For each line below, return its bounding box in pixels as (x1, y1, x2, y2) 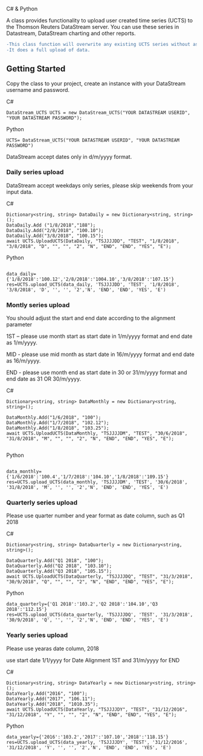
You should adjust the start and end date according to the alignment (6, 314, 176, 322)
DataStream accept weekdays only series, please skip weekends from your (6, 181, 193, 189)
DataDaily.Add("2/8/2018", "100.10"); (6, 227, 104, 233)
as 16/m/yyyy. (6, 357, 41, 364)
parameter (6, 321, 33, 328)
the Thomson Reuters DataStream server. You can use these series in (6, 24, 179, 30)
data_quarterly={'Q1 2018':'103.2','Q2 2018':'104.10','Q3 (6, 601, 158, 607)
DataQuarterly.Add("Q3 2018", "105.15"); (6, 568, 112, 575)
